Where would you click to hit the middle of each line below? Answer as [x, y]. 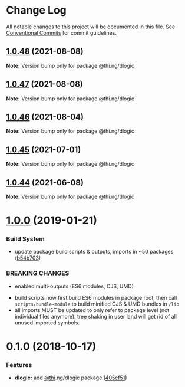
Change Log [36, 10]
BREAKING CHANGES [38, 273]
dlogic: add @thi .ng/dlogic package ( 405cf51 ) [71, 378]
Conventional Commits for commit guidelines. [61, 32]
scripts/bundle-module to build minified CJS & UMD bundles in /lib [97, 304]
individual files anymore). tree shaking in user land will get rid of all [95, 316]
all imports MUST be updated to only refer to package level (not [92, 310]
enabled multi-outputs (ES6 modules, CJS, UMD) [74, 286]
